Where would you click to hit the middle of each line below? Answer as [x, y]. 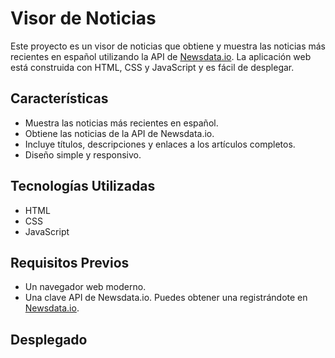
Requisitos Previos [70, 262]
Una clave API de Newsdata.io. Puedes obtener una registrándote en [166, 298]
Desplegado [49, 339]
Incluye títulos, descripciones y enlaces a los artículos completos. [160, 144]
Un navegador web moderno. [85, 287]
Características [59, 98]
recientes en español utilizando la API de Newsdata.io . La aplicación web [161, 56]
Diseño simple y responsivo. [83, 154]
